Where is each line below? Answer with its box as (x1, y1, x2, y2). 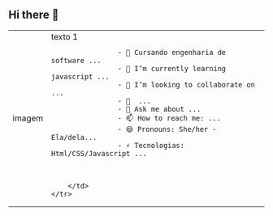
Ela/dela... (51, 133, 97, 142)
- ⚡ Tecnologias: (117, 141, 184, 150)
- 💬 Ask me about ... (117, 104, 201, 113)
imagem (12, 112, 44, 124)
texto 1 (51, 31, 79, 42)
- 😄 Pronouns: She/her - (117, 125, 217, 133)
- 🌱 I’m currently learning (117, 64, 226, 73)
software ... (51, 56, 102, 65)
